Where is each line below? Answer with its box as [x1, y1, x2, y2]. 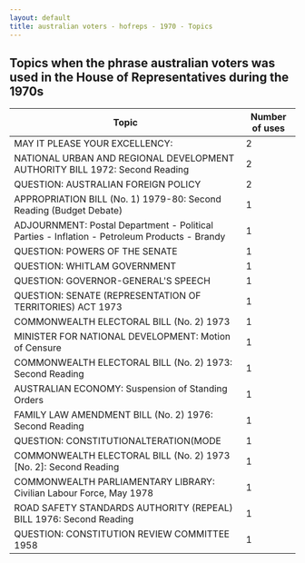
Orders [14, 394, 44, 407]
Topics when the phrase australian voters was [9, 55, 276, 71]
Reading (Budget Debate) [14, 204, 123, 217]
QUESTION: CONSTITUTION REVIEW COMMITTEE [14, 528, 230, 540]
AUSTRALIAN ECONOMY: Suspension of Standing [14, 382, 229, 395]
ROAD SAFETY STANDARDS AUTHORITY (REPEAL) [14, 501, 233, 514]
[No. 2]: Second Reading [14, 460, 120, 473]
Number [250, 111, 287, 123]
